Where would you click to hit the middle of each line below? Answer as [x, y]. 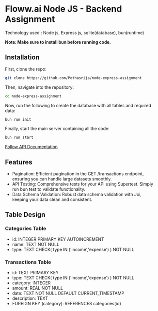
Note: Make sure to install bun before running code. [58, 42]
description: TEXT [30, 298]
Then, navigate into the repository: [39, 87]
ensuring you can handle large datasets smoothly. [62, 179]
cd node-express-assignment [33, 96]
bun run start [19, 138]
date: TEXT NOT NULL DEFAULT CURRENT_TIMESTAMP [68, 293]
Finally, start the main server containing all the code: [57, 129]
